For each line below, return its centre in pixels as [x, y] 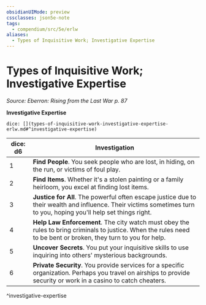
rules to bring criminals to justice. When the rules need [111, 230]
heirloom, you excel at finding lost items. [91, 187]
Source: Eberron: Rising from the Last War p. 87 [67, 100]
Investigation [115, 148]
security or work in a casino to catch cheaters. [100, 281]
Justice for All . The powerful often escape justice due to [114, 197]
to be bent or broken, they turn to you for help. [99, 238]
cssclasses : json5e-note [38, 18]
